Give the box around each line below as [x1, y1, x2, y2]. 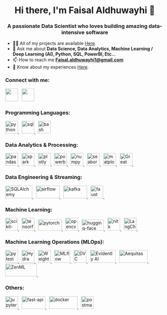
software [85, 29, 108, 36]
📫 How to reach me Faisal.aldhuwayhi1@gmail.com [12, 57, 124, 63]
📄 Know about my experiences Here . [12, 64, 89, 70]
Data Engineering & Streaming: [5, 174, 82, 181]
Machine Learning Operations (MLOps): [5, 238, 104, 245]
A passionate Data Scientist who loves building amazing [7, 23, 148, 30]
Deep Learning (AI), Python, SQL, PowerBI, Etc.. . [12, 51, 116, 57]
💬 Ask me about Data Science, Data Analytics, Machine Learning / [12, 46, 153, 52]
